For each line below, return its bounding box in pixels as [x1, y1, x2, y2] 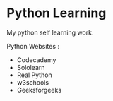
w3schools [16, 78, 49, 86]
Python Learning [6, 5, 107, 21]
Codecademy [16, 55, 56, 64]
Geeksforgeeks [16, 85, 61, 94]
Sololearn [16, 63, 45, 71]
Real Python [16, 71, 52, 79]
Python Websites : [6, 42, 60, 50]
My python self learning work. [6, 28, 94, 37]
